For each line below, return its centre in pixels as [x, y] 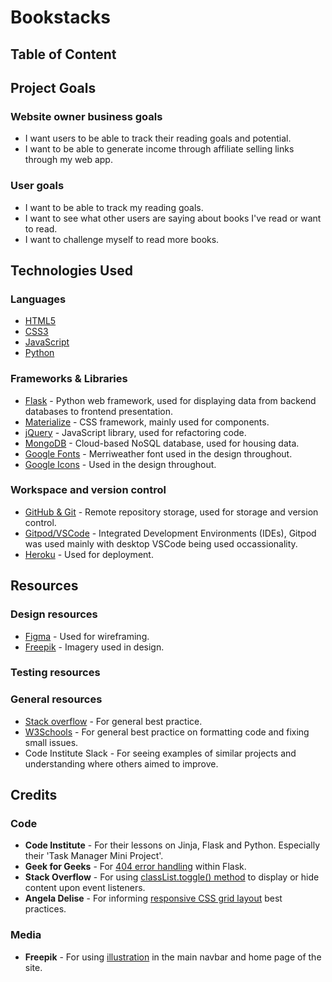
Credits [34, 795]
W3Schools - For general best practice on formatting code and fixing [167, 732]
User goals [37, 186]
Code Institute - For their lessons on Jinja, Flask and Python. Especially [172, 845]
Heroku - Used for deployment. [89, 554]
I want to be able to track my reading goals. [114, 207]
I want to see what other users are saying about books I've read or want [173, 218]
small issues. [51, 742]
